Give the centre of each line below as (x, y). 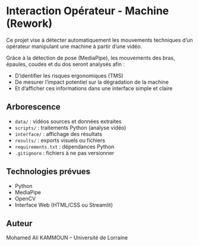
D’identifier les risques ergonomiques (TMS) (69, 75)
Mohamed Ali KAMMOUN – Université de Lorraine (67, 238)
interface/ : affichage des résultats (59, 134)
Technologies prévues (48, 171)
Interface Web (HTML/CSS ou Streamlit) (64, 205)
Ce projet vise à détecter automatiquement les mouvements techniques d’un (99, 40)
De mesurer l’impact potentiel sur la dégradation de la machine (92, 82)
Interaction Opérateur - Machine (88, 11)
